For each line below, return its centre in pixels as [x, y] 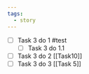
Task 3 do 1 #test [42, 40]
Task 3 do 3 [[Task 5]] [49, 64]
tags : [15, 14]
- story [25, 20]
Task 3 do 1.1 [46, 48]
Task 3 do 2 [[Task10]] [50, 56]
